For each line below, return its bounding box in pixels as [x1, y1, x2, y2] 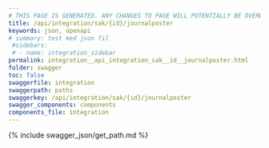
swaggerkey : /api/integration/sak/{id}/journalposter [8, 94, 192, 102]
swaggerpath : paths [8, 86, 74, 94]
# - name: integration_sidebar [11, 49, 116, 57]
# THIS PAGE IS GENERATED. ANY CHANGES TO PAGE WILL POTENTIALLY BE [8, 11, 242, 20]
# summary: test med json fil [8, 34, 110, 42]
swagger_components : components [8, 101, 116, 109]
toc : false [8, 71, 45, 79]
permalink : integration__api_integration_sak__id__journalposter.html [8, 57, 249, 65]
